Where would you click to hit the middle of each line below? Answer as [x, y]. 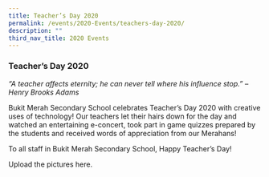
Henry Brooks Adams [44, 92]
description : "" [35, 30]
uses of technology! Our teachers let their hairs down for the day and [122, 116]
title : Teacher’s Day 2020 [53, 16]
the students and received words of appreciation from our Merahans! [122, 133]
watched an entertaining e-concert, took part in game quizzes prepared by [132, 124]
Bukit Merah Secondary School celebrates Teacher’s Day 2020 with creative [134, 107]
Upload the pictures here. [51, 164]
